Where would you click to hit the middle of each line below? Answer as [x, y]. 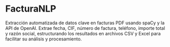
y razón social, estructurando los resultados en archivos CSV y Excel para [83, 33]
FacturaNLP [31, 9]
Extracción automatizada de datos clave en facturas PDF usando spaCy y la [85, 23]
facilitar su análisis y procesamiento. [44, 39]
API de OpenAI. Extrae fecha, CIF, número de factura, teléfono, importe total [85, 28]
